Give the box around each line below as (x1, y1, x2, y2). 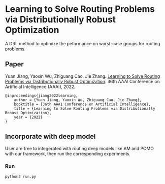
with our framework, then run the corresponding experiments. (5, 151, 131, 156)
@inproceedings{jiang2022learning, (5, 93, 78, 98)
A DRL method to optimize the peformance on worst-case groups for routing (5, 40, 160, 46)
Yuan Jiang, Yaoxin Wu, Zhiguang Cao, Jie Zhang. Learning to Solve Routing (5, 73, 160, 79)
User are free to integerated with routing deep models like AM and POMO (5, 145, 154, 151)
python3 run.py (5, 174, 36, 179)
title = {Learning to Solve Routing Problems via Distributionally (14, 106, 155, 111)
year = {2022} (14, 115, 43, 120)
